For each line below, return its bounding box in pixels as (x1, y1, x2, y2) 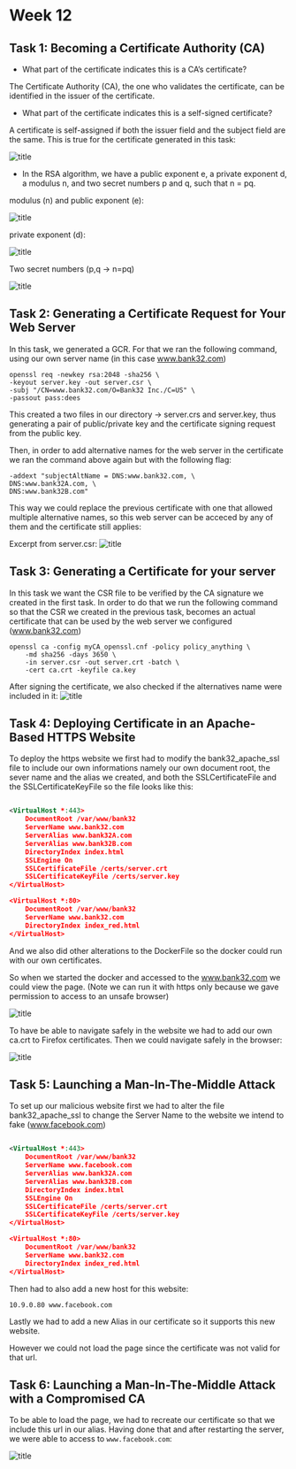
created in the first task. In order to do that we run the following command (9, 596, 278, 607)
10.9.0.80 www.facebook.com (9, 1300, 113, 1310)
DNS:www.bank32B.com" (9, 487, 89, 496)
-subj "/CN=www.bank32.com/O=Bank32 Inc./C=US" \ (9, 386, 196, 395)
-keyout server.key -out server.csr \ (9, 378, 152, 387)
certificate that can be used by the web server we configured (9, 616, 232, 627)
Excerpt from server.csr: (9, 538, 98, 549)
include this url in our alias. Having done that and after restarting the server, (9, 1424, 285, 1434)
